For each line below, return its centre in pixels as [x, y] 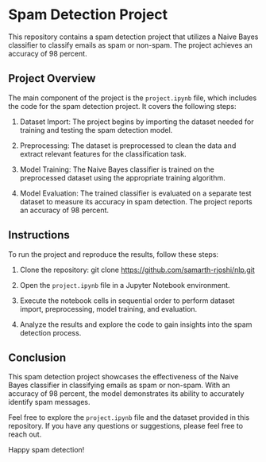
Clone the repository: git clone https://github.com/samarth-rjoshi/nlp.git [137, 270]
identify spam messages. [49, 402]
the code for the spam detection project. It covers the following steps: [122, 106]
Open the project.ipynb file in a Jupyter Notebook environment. [125, 285]
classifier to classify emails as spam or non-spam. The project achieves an [130, 45]
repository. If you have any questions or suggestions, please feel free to [126, 426]
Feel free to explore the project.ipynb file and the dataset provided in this [129, 417]
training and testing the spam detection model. [96, 130]
